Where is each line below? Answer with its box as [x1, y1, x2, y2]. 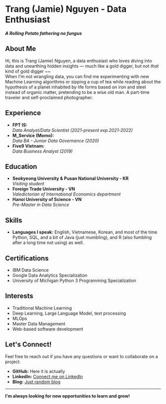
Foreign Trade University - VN [12, 186, 75, 192]
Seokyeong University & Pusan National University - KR [12, 175, 129, 181]
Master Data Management [12, 321, 66, 326]
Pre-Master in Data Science [12, 202, 69, 208]
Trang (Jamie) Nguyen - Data [5, 3, 127, 15]
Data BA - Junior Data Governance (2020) [12, 137, 99, 144]
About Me [5, 44, 36, 53]
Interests [5, 292, 34, 300]
